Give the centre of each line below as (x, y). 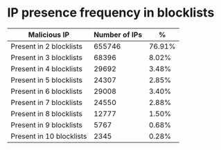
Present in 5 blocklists (47, 79)
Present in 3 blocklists (47, 57)
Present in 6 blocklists (47, 91)
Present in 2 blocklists (47, 46)
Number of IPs (118, 35)
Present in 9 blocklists (47, 124)
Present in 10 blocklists (49, 136)
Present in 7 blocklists (47, 102)
